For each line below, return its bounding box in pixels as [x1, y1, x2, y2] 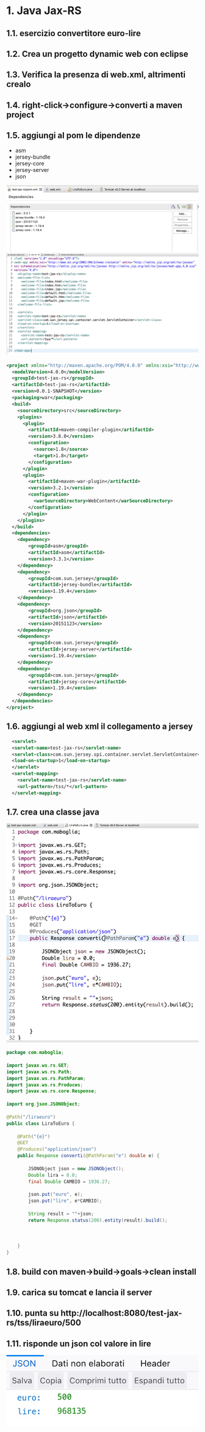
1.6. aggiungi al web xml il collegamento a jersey [6, 722, 193, 732]
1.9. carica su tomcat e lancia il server [6, 1288, 153, 1298]
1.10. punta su [6, 1308, 59, 1319]
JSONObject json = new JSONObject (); [28, 1165, 124, 1172]
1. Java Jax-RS [6, 4, 82, 18]
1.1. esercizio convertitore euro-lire [6, 28, 142, 39]
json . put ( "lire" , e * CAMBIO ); [28, 1198, 103, 1204]
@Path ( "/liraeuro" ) [6, 1114, 56, 1120]
